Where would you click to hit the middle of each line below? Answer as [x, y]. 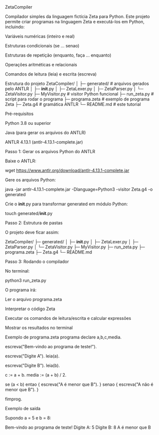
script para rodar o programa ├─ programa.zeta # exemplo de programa [77, 99]
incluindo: [15, 27]
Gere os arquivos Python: [30, 180]
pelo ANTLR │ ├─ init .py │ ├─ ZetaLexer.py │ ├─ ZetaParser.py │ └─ [74, 89]
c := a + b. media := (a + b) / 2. [36, 375]
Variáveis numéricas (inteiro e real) [40, 36]
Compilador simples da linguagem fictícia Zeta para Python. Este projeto [77, 16]
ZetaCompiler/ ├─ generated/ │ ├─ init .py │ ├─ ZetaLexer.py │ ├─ [72, 242]
